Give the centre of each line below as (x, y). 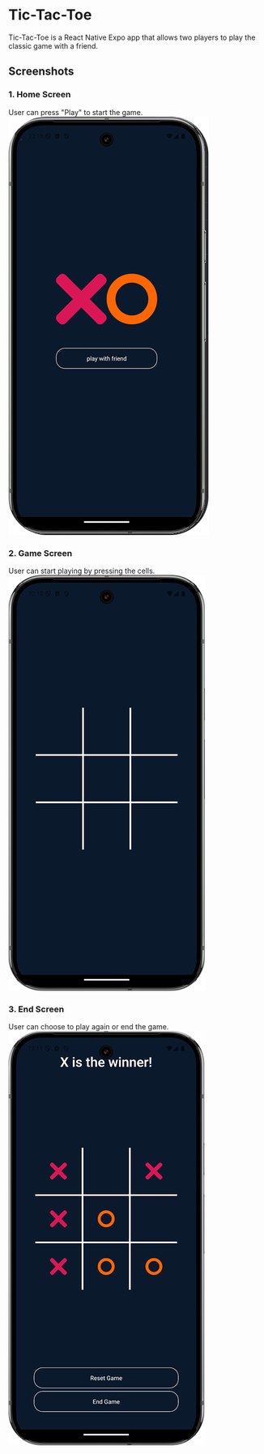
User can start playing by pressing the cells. (82, 571)
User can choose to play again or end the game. (89, 1027)
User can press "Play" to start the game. (76, 112)
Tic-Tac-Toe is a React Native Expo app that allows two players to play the (132, 37)
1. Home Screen (40, 95)
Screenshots (41, 72)
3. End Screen (36, 1009)
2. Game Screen (40, 553)
